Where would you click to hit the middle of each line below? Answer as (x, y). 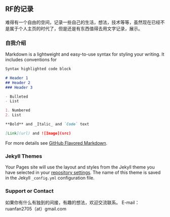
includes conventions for (31, 60)
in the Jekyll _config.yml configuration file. (50, 178)
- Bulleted (17, 97)
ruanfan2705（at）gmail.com (36, 209)
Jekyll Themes (24, 156)
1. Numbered (18, 110)
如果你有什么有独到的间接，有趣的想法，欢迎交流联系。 (63, 203)
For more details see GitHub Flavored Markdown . (56, 143)
